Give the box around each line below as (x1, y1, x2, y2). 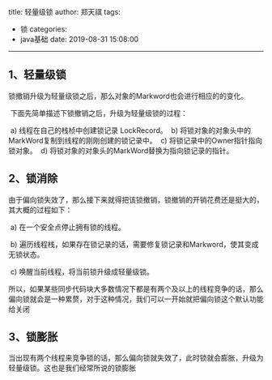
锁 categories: (19, 24, 67, 34)
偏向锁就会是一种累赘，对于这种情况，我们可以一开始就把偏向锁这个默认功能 (8, 294, 264, 304)
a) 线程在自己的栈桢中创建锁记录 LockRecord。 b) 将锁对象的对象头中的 (10, 125, 252, 135)
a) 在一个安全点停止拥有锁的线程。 (10, 222, 125, 232)
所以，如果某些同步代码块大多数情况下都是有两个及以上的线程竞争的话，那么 (8, 284, 264, 293)
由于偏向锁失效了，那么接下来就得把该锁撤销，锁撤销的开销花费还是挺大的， (8, 194, 264, 204)
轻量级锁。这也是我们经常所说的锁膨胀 (8, 363, 136, 373)
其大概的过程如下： (8, 205, 73, 215)
